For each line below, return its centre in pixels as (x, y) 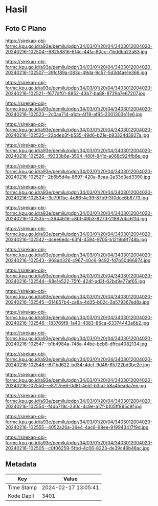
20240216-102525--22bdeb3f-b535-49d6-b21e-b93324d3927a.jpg (77, 135)
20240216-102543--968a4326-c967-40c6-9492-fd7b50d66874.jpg (78, 260)
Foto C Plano (26, 29)
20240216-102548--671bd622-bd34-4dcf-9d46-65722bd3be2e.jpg (77, 365)
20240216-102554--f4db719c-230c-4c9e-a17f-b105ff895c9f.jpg (74, 406)
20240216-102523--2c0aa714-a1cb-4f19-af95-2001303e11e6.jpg (74, 114)
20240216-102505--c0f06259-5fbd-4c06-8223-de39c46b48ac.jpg (77, 448)
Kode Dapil (21, 496)
